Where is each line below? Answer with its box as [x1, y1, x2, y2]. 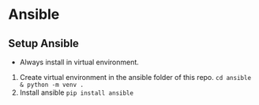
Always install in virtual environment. [19, 57, 140, 67]
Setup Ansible [8, 37, 79, 50]
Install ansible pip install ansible [19, 88, 134, 97]
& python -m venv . [19, 81, 84, 89]
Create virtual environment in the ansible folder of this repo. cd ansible [19, 73, 251, 81]
